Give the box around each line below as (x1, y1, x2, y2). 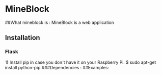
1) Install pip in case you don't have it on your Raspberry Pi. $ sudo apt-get (5, 59, 156, 65)
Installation (5, 34, 40, 42)
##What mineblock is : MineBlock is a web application (5, 19, 114, 25)
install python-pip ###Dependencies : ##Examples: (5, 64, 109, 70)
